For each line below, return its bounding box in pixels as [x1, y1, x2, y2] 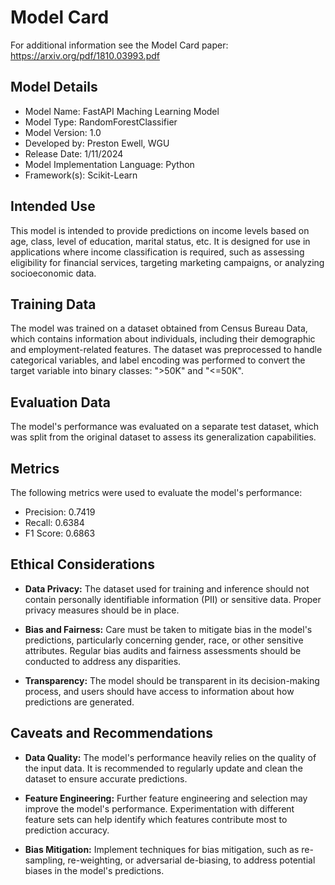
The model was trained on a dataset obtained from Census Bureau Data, [10, 322, 308, 335]
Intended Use [10, 198, 96, 215]
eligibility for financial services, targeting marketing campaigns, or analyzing [10, 256, 325, 268]
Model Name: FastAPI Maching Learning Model [24, 105, 220, 117]
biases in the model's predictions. [24, 864, 165, 876]
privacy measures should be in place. [24, 604, 180, 616]
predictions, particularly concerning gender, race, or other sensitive [24, 634, 304, 646]
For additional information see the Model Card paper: [10, 39, 229, 51]
